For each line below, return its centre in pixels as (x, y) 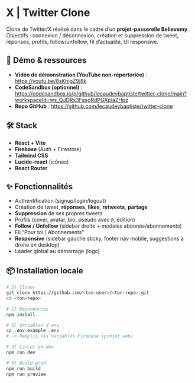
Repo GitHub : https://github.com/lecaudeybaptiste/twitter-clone (94, 106)
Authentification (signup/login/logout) (60, 201)
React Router (31, 168)
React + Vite (30, 143)
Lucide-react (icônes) (42, 162)
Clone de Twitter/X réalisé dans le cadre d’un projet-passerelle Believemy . (97, 29)
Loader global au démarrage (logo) (57, 251)
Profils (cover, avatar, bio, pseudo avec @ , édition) (75, 220)
